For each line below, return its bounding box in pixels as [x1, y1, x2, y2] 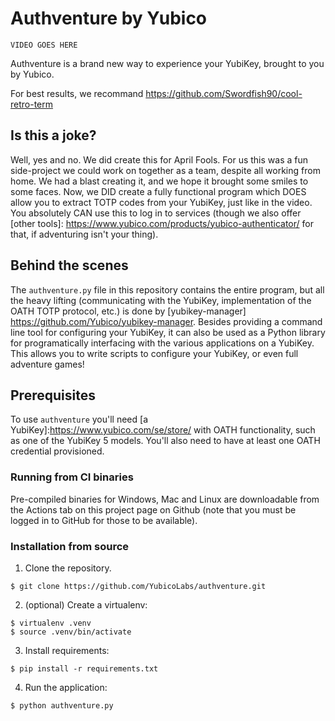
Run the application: [24, 681, 108, 693]
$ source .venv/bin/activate [10, 627, 132, 637]
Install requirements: [24, 644, 110, 656]
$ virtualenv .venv [10, 618, 92, 628]
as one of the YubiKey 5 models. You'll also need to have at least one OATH [10, 435, 321, 447]
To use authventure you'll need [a [10, 413, 148, 426]
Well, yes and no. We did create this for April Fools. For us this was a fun [10, 153, 308, 166]
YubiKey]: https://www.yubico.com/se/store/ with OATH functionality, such [10, 424, 316, 436]
